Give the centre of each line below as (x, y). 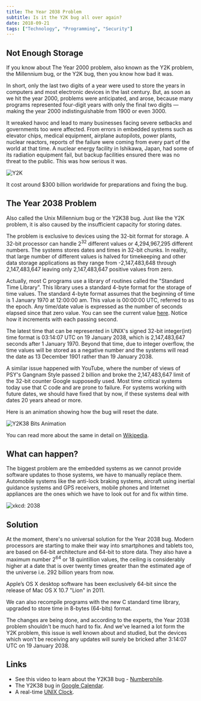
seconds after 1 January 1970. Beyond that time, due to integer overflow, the (100, 343)
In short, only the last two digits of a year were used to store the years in (96, 86)
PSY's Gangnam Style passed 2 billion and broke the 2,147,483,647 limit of (98, 375)
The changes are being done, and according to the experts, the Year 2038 (98, 620)
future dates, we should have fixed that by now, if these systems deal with (98, 394)
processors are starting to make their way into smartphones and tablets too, (100, 546)
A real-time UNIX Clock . (44, 692)
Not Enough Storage (45, 53)
